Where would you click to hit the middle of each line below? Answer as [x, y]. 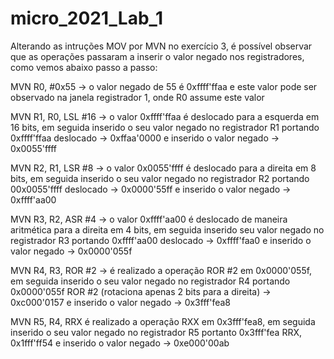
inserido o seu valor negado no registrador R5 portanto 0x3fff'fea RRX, [156, 332]
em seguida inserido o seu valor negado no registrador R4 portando [150, 281]
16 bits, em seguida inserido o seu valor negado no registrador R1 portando [165, 127]
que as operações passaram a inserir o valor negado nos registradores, [157, 56]
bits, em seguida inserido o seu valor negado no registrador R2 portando [160, 178]
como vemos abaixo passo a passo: [84, 67]
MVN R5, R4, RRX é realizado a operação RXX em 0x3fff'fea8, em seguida [163, 321]
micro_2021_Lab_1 [86, 18]
